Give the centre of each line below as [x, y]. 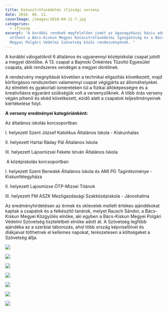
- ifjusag [20, 28]
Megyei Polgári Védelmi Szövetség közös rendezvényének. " [72, 42]
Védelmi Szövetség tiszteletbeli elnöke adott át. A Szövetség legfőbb [76, 221]
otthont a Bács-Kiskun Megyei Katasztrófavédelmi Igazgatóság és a [81, 38]
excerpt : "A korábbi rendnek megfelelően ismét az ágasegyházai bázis [80, 33]
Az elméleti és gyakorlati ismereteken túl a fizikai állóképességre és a [76, 87]
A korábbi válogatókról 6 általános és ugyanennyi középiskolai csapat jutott [82, 56]
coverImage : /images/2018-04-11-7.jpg [45, 19]
